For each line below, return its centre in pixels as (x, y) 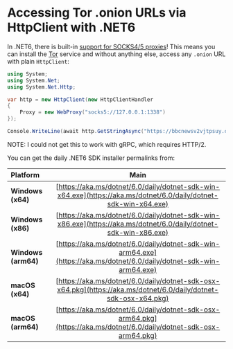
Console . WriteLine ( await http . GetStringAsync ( (76, 132)
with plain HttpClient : (38, 61)
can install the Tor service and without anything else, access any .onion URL (116, 54)
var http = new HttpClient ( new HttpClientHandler (80, 99)
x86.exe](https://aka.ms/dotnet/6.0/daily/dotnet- (138, 224)
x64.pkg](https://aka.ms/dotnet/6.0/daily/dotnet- (138, 289)
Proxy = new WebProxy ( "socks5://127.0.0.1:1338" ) (93, 112)
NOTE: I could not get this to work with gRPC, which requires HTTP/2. (107, 144)
